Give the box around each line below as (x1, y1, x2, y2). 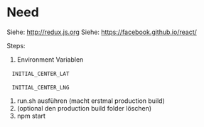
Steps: (6, 41, 26, 50)
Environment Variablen (16, 55, 84, 64)
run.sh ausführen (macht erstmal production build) (16, 96, 165, 105)
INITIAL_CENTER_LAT (11, 70, 70, 77)
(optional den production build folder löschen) (16, 104, 152, 112)
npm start (16, 111, 45, 120)
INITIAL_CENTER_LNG (11, 84, 70, 91)
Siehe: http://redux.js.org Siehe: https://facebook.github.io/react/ (6, 28, 197, 36)
